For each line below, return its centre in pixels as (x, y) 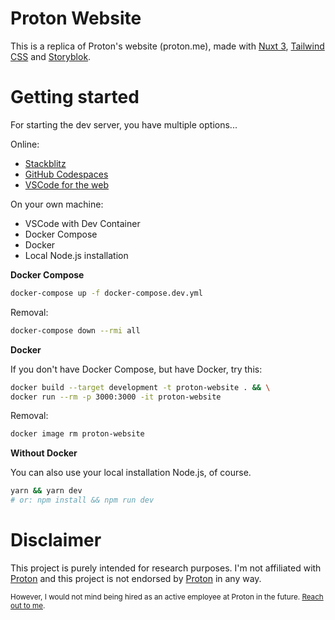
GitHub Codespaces (66, 174)
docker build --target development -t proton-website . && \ (140, 387)
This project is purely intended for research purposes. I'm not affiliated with (166, 568)
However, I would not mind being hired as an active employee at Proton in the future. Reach (167, 597)
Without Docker (44, 453)
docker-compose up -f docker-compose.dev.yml (106, 293)
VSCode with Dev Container (82, 223)
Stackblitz (45, 163)
